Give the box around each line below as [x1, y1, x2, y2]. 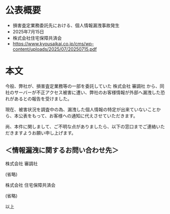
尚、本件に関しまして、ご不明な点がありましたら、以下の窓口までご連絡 [5, 123, 156, 130]
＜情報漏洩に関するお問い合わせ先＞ [5, 146, 119, 155]
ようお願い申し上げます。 [22, 130, 76, 136]
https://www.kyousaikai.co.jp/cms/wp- [12, 40, 94, 47]
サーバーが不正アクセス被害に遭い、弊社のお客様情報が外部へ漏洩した [14, 89, 161, 95]
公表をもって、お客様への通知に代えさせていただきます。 [18, 112, 138, 119]
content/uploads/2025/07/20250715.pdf [12, 46, 97, 52]
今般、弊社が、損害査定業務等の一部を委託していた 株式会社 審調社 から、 [5, 83, 160, 89]
